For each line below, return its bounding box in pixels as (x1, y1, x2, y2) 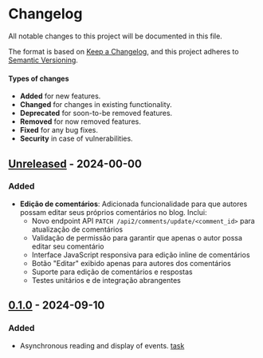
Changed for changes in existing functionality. (19, 100, 173, 109)
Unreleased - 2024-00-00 (8, 157, 142, 170)
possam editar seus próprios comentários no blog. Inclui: (19, 207, 207, 217)
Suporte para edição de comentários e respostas (31, 267, 193, 276)
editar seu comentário (31, 241, 104, 251)
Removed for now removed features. (19, 117, 141, 126)
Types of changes (8, 74, 69, 83)
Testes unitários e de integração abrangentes (31, 275, 181, 284)
